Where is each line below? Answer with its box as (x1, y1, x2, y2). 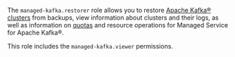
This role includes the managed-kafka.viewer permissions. (7, 42, 174, 50)
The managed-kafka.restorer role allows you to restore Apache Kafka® (7, 6, 211, 14)
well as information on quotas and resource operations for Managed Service (7, 21, 229, 29)
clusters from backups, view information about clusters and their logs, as (7, 13, 220, 22)
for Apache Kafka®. (7, 28, 65, 37)
